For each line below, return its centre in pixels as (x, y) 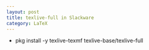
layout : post (23, 12)
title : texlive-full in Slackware (50, 18)
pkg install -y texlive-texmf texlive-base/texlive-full (79, 41)
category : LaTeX (27, 23)
